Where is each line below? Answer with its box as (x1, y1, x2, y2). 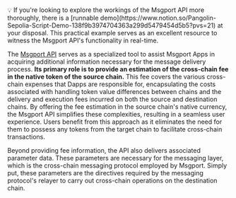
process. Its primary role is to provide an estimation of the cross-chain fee (7, 65, 229, 74)
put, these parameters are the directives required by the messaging (7, 169, 203, 177)
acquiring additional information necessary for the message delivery (7, 57, 206, 66)
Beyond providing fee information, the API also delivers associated (7, 146, 201, 155)
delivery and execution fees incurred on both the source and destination (7, 95, 218, 104)
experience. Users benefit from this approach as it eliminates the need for (7, 117, 223, 126)
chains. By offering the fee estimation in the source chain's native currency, (7, 103, 228, 111)
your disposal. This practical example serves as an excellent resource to (7, 29, 218, 37)
